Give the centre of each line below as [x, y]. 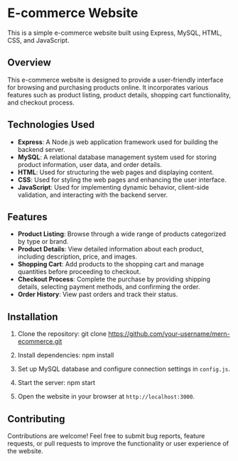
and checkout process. [41, 102]
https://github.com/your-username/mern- [169, 334]
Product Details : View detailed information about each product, [110, 249]
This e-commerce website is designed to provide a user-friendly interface [115, 80]
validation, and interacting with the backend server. [93, 195]
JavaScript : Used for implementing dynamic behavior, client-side [113, 187]
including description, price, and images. [77, 256]
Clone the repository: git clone [62, 334]
